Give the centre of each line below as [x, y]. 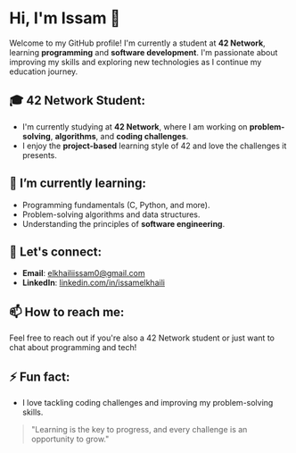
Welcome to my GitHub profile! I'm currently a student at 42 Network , [137, 43]
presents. [40, 155]
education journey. [44, 71]
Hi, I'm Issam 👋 [65, 18]
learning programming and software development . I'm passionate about [144, 52]
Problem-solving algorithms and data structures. [111, 214]
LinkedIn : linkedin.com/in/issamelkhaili [93, 283]
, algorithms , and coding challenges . [119, 136]
